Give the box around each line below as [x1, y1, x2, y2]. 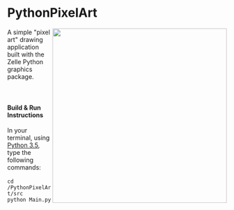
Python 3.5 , [7, 141, 40, 149]
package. [7, 72, 34, 81]
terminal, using [7, 134, 50, 142]
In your [7, 126, 28, 135]
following [7, 156, 33, 165]
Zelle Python [7, 57, 44, 66]
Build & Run [7, 103, 42, 112]
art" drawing [7, 35, 43, 43]
